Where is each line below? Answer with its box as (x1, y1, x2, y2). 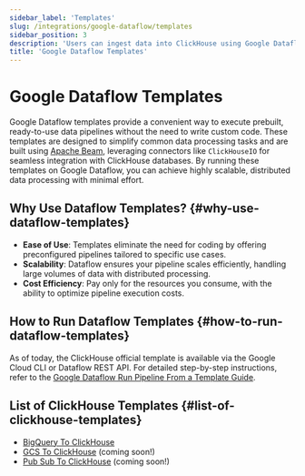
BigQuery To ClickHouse (22, 436, 115, 447)
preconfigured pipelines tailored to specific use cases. (22, 248, 227, 259)
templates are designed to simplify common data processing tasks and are (9, 136, 289, 147)
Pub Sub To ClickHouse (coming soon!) (22, 456, 171, 467)
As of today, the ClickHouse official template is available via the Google (9, 352, 276, 363)
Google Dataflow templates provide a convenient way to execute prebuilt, (9, 116, 284, 127)
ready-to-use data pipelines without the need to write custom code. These (9, 127, 289, 137)
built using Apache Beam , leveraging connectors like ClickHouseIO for (9, 146, 271, 157)
